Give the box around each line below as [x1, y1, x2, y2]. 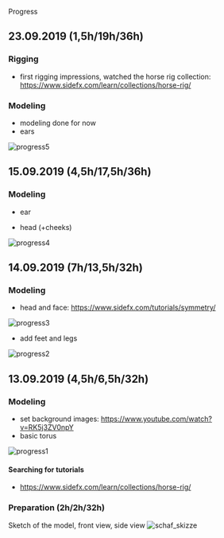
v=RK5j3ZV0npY [19, 423, 74, 432]
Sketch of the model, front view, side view [8, 520, 145, 530]
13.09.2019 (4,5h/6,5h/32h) [8, 372, 149, 385]
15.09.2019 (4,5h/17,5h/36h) [8, 165, 152, 178]
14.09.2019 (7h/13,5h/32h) [8, 261, 143, 275]
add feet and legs [19, 333, 78, 343]
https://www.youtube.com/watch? [100, 414, 213, 424]
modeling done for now [19, 118, 97, 127]
